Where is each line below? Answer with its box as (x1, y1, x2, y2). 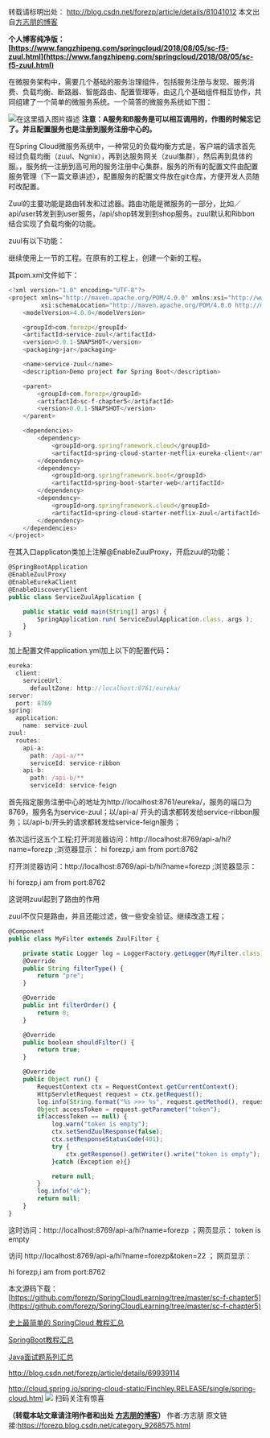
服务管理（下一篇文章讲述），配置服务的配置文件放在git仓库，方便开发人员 (8, 171, 253, 181)
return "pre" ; (37, 972, 84, 980)
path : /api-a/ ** (29, 751, 84, 759)
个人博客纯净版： (8, 35, 65, 43)
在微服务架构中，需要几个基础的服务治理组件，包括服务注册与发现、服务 (8, 77, 247, 86)
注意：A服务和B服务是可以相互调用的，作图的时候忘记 (81, 114, 261, 123)
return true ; (37, 1046, 81, 1054)
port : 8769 (15, 699, 52, 707)
